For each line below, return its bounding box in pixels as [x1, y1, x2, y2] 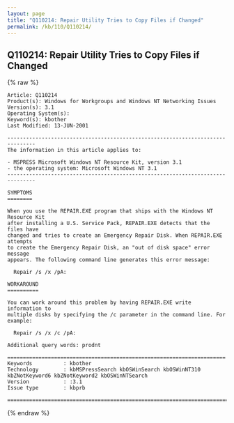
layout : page [7, 10, 45, 17]
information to [7, 305, 52, 312]
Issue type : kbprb [7, 385, 86, 392]
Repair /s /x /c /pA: [13, 330, 77, 337]
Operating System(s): [7, 110, 70, 117]
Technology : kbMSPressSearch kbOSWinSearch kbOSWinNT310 [7, 367, 201, 374]
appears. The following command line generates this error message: [7, 256, 210, 263]
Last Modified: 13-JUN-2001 [7, 123, 89, 130]
